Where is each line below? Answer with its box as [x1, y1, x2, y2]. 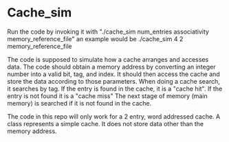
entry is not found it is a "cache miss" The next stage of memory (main [7, 91, 208, 100]
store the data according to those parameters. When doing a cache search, [7, 77, 220, 85]
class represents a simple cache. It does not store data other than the [7, 119, 204, 128]
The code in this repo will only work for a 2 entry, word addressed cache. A [7, 112, 221, 121]
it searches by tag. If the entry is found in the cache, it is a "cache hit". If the [7, 84, 223, 93]
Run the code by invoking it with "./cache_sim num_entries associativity [7, 27, 210, 36]
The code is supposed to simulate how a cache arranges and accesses [7, 55, 209, 63]
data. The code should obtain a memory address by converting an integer [7, 62, 216, 71]
